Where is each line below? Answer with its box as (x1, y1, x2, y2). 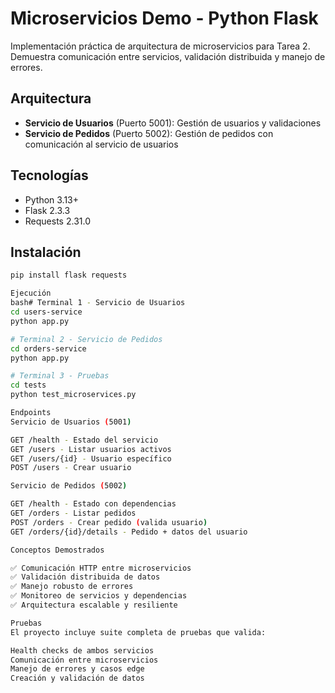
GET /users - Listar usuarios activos (10, 444, 172, 454)
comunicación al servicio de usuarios (24, 138, 179, 150)
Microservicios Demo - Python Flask (10, 7, 319, 30)
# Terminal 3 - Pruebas (10, 371, 110, 381)
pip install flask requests (10, 270, 128, 281)
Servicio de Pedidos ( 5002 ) (10, 481, 128, 491)
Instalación (10, 243, 82, 261)
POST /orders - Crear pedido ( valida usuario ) (10, 517, 208, 527)
